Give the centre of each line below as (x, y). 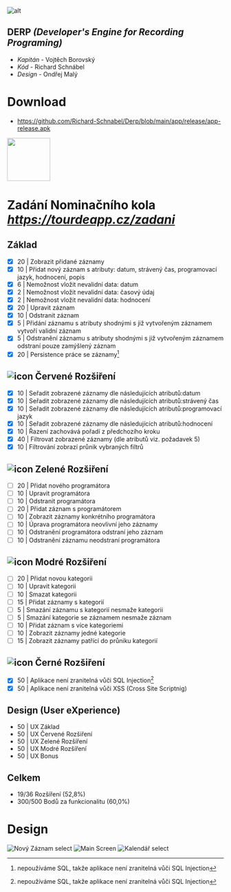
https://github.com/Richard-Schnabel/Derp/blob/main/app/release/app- (119, 121)
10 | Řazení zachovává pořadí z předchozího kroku (88, 432)
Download (37, 102)
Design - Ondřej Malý (47, 74)
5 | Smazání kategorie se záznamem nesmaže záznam (94, 617)
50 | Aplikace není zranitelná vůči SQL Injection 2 (86, 679)
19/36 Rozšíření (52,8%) (51, 794)
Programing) (35, 43)
